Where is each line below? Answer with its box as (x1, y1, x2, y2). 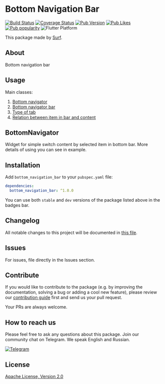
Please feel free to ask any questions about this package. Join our (5, 331, 139, 337)
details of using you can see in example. (5, 147, 87, 153)
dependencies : (5, 183, 34, 189)
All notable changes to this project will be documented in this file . (5, 230, 138, 236)
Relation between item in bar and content (12, 114, 96, 120)
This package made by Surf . (5, 34, 63, 40)
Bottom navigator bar (12, 104, 56, 110)
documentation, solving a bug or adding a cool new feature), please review (5, 289, 157, 295)
